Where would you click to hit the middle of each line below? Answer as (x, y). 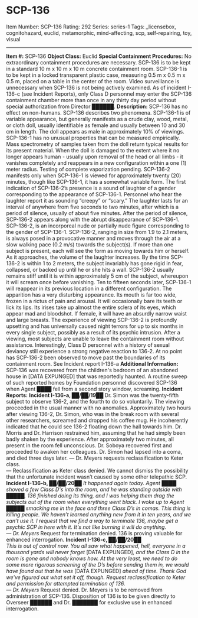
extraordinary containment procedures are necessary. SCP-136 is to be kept (98, 62)
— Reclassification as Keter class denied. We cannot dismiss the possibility (97, 470)
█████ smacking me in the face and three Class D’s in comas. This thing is (98, 508)
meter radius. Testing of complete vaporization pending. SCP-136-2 (88, 169)
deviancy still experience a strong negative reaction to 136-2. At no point (94, 351)
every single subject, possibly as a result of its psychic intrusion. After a (93, 332)
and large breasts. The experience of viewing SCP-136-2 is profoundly (92, 320)
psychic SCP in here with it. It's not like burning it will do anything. (86, 527)
